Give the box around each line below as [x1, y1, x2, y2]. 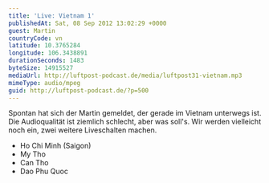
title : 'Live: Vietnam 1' [8, 11, 95, 20]
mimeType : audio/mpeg [8, 79, 81, 87]
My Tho [19, 149, 47, 159]
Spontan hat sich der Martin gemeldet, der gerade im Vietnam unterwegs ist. [8, 108, 262, 118]
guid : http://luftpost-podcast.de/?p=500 [8, 86, 149, 95]
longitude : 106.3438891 [8, 49, 88, 57]
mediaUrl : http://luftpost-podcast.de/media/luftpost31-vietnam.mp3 [8, 71, 243, 79]
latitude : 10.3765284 [8, 42, 81, 50]
